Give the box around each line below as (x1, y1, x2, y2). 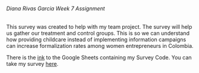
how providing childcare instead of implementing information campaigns (6, 36, 186, 43)
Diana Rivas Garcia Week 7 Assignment (6, 5, 106, 12)
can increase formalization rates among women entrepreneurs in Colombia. (6, 42, 194, 50)
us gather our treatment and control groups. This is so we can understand (6, 30, 190, 37)
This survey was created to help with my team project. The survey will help (6, 23, 192, 31)
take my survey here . (6, 60, 58, 68)
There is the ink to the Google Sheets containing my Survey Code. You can (6, 54, 192, 61)
